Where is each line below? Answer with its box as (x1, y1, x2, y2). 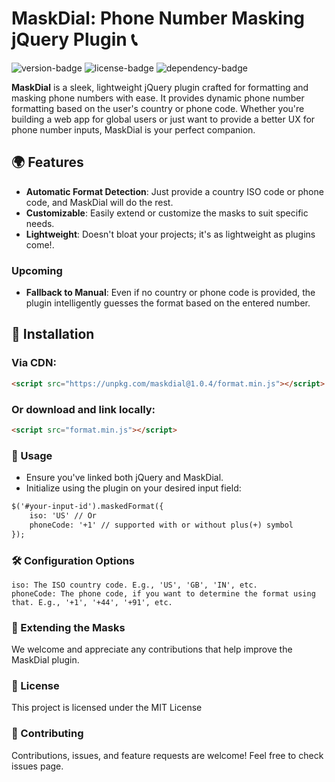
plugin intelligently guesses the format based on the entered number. (25, 297, 311, 309)
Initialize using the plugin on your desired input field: (25, 482, 242, 494)
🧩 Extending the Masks (11, 620, 126, 634)
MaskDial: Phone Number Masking (11, 7, 306, 30)
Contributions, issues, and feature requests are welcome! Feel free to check (11, 749, 324, 761)
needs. (25, 217, 55, 229)
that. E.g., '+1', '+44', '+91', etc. (11, 597, 173, 607)
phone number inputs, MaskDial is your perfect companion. (11, 123, 256, 136)
